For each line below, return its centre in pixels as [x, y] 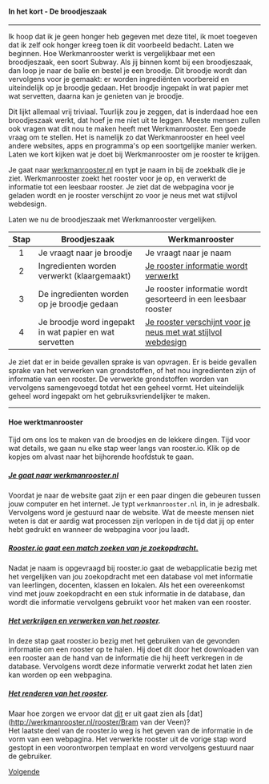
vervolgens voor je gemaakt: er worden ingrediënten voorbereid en [119, 79]
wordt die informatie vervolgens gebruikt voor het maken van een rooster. [130, 603]
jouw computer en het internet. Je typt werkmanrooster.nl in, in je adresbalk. [134, 504]
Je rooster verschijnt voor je [198, 323]
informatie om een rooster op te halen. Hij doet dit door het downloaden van [133, 649]
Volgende [24, 772]
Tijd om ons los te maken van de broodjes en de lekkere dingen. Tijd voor [129, 440]
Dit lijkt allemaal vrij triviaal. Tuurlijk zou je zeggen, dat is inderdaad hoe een [133, 112]
